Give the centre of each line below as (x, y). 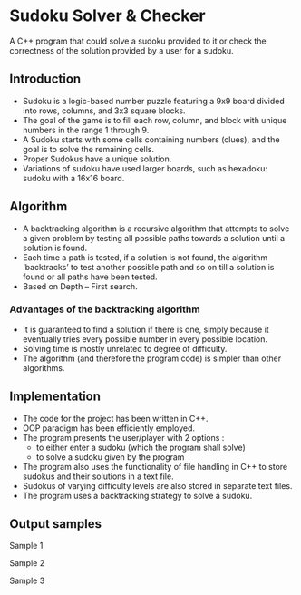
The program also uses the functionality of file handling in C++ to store (155, 466)
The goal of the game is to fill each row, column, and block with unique (155, 120)
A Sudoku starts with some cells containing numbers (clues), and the (151, 139)
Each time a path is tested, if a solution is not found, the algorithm (145, 257)
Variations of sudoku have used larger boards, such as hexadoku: (145, 168)
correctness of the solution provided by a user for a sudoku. (121, 50)
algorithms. (44, 367)
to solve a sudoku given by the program (110, 457)
